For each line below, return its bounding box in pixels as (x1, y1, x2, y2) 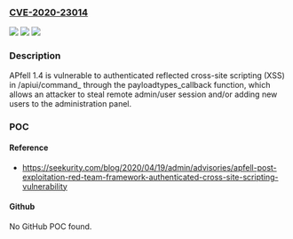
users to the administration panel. (9, 98, 132, 108)
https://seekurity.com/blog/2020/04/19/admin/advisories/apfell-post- (21, 162, 277, 172)
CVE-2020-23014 (9, 6, 89, 19)
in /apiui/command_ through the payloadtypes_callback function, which (9, 79, 271, 90)
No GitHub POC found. (9, 220, 92, 232)
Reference (9, 142, 49, 153)
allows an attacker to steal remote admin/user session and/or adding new (9, 89, 278, 100)
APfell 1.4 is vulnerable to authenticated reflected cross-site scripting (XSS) (9, 69, 286, 81)
